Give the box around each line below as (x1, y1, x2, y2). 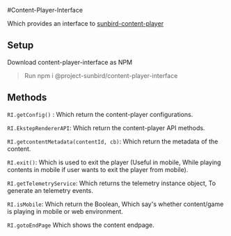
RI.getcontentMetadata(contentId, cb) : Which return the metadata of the (7, 137, 218, 145)
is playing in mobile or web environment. (7, 207, 124, 215)
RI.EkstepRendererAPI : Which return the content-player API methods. (7, 123, 205, 132)
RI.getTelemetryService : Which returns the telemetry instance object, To (7, 179, 216, 187)
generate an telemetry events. (7, 186, 94, 194)
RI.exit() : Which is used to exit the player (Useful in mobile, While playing (7, 158, 221, 166)
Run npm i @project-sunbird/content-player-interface (24, 71, 178, 79)
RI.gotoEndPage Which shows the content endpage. (7, 221, 154, 229)
